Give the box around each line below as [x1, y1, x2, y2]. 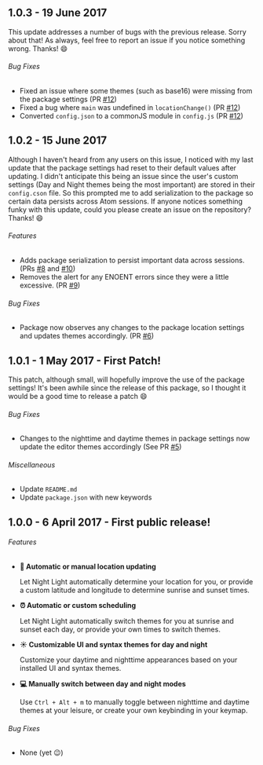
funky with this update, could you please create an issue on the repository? [8, 204, 251, 214]
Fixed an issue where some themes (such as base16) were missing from [19, 86, 253, 96]
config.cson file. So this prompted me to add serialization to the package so [8, 188, 254, 197]
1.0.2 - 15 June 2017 [8, 134, 108, 148]
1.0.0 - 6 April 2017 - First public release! [8, 515, 211, 529]
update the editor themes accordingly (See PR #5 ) [19, 442, 182, 452]
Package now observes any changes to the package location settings [19, 323, 245, 332]
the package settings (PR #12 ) [19, 94, 118, 104]
